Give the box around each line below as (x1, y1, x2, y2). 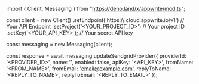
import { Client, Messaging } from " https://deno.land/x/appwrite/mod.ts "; (6, 5, 186, 12)
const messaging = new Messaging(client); (6, 41, 112, 48)
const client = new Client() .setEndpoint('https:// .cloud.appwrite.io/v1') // (6, 17, 185, 23)
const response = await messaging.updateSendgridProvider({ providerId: (6, 52, 186, 59)
